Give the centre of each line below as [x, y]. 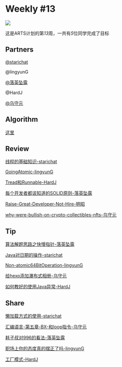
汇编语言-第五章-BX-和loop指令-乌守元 [46, 327]
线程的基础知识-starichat [31, 162]
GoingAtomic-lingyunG [29, 172]
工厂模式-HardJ [22, 359]
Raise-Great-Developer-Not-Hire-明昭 [45, 204]
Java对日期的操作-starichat [34, 255]
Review [17, 149]
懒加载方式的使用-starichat [33, 316]
